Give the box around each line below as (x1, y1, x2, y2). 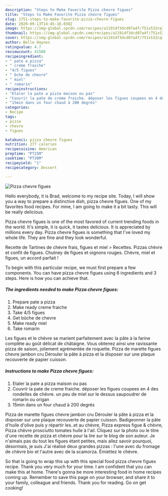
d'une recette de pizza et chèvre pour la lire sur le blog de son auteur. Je (5, 433, 155, 439)
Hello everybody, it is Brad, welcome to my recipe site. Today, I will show (5, 193, 155, 199)
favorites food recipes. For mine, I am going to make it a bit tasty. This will (5, 203, 157, 209)
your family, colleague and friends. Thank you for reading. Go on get (5, 479, 146, 485)
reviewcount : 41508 (5, 49, 46, 54)
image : (5, 26, 19, 31)
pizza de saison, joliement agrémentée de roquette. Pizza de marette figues (5, 346, 161, 352)
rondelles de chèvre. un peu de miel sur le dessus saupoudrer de (12, 391, 146, 397)
